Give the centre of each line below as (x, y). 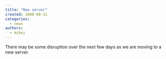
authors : (14, 28)
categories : (17, 19)
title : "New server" (27, 10)
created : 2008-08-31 (27, 14)
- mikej (18, 33)
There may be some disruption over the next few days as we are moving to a (83, 47)
